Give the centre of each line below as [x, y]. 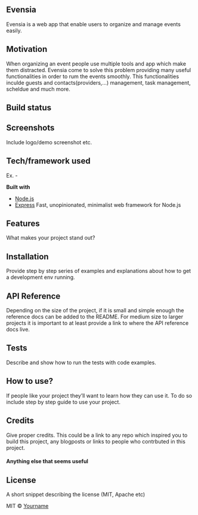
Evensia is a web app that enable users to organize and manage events [93, 24]
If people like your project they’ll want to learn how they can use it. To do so [99, 395]
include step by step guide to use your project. [64, 402]
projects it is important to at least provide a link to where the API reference [98, 323]
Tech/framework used [48, 161]
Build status [29, 108]
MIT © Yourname [27, 505]
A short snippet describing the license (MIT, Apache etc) [76, 494]
